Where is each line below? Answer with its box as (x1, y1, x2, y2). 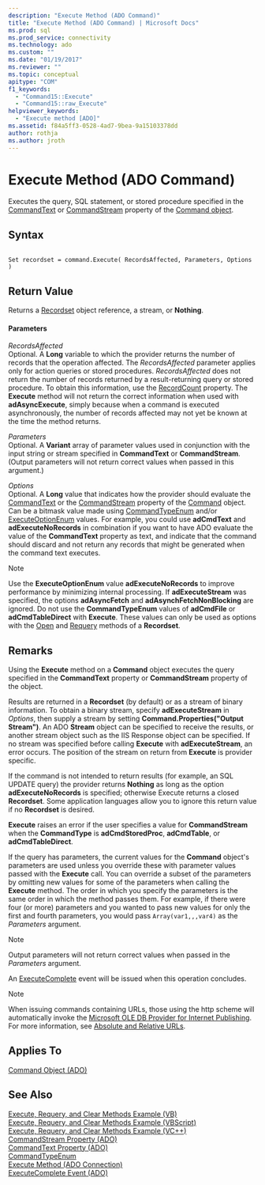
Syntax (8, 228, 44, 241)
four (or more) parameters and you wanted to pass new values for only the (8, 903, 251, 912)
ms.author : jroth (8, 136, 65, 145)
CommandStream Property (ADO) (8, 1134, 118, 1144)
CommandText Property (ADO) (8, 1142, 109, 1152)
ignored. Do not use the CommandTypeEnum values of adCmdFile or (8, 604, 236, 614)
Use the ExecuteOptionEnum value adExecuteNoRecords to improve (8, 579, 235, 589)
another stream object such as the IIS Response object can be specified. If (8, 731, 251, 740)
